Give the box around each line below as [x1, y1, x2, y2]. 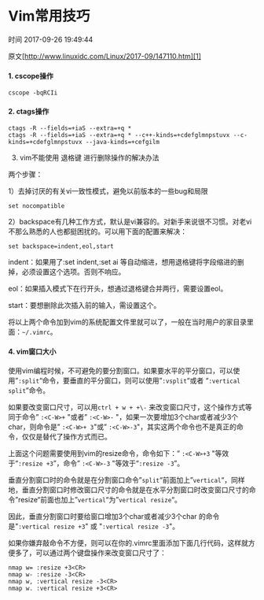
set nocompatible [8, 202, 65, 210]
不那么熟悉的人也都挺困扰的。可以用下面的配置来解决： [8, 227, 187, 236]
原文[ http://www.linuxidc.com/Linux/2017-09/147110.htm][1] [8, 51, 202, 61]
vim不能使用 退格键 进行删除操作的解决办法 [19, 153, 159, 162]
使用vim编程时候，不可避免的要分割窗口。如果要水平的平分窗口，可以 [8, 365, 233, 375]
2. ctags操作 [8, 106, 49, 116]
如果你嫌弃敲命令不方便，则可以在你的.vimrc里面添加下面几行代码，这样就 [8, 538, 249, 547]
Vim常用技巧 [8, 7, 90, 25]
